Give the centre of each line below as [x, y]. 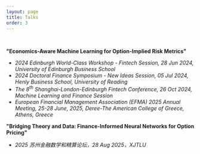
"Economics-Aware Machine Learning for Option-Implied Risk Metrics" [96, 51]
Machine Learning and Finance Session [64, 96]
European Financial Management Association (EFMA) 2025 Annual [98, 102]
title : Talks [22, 17]
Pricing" [17, 133]
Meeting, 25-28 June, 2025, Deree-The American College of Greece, [99, 109]
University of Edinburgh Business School [65, 69]
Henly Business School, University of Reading [71, 82]
